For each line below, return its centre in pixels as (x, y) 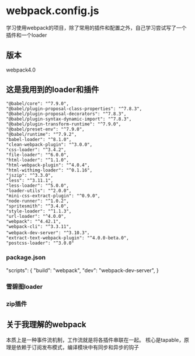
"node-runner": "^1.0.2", (37, 201)
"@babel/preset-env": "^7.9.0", (45, 129)
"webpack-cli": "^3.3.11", (39, 227)
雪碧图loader (24, 286)
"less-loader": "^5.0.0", (37, 186)
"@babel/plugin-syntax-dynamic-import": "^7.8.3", (69, 119)
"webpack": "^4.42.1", (34, 221)
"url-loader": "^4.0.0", (36, 216)
